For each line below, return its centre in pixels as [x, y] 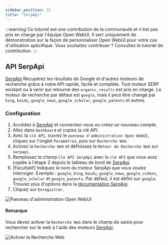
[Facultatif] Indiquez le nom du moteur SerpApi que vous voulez [79, 167]
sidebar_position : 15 [28, 10]
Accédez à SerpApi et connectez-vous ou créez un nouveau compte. [85, 124]
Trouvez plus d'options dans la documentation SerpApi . [71, 184]
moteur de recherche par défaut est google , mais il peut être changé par [80, 95]
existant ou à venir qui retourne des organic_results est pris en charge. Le [83, 90]
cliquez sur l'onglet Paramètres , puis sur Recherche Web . [70, 141]
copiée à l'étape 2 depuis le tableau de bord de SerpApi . [72, 162]
